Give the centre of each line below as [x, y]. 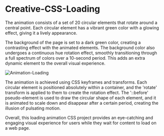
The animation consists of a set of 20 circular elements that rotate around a [81, 23]
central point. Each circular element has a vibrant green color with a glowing [82, 27]
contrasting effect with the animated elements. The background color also [80, 47]
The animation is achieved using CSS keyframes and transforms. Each [76, 82]
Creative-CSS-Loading [53, 9]
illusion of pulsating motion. [33, 108]
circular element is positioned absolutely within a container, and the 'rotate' [81, 87]
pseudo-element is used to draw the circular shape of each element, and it [81, 98]
